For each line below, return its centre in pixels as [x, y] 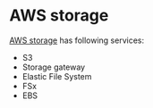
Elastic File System [57, 76]
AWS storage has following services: [77, 40]
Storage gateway [54, 67]
